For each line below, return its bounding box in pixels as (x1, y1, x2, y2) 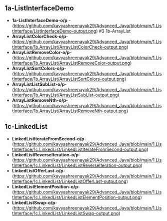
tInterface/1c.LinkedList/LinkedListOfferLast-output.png (11, 178, 127, 184)
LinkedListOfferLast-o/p (11, 167, 63, 173)
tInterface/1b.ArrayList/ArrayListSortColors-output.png (11, 76, 125, 82)
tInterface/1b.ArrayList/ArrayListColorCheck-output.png (11, 44, 127, 50)
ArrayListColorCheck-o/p (11, 33, 66, 39)
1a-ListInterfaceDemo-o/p (11, 17, 68, 23)
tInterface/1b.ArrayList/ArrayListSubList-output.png (11, 92, 118, 98)
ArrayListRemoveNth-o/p (11, 97, 66, 103)
